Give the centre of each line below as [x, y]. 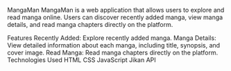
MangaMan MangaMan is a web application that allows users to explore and [116, 10]
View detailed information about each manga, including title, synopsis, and [114, 45]
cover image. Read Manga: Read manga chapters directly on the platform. [113, 52]
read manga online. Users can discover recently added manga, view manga [115, 17]
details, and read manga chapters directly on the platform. [90, 24]
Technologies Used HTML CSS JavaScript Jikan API [82, 60]
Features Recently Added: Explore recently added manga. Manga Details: [112, 38]
